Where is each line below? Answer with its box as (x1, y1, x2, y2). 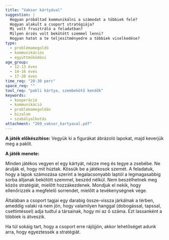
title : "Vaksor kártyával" (5, 7, 63, 13)
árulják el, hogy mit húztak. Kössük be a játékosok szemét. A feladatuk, (5, 166, 154, 172)
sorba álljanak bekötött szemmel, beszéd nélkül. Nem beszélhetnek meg (5, 176, 157, 182)
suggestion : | (5, 12, 36, 17)
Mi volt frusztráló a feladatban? (10, 26, 83, 32)
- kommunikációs (10, 50, 44, 55)
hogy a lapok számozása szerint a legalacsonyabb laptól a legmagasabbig (5, 171, 161, 177)
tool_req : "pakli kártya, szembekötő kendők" (5, 88, 103, 93)
